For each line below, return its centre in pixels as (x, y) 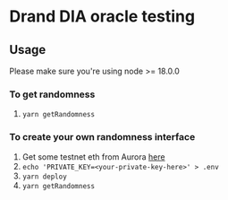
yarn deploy (44, 177)
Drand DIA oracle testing (102, 17)
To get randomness (52, 94)
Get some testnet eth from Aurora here (93, 157)
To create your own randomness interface (102, 137)
